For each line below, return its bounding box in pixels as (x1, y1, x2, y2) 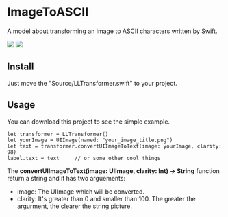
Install (7, 61, 34, 73)
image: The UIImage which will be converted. (16, 187, 145, 196)
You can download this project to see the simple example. (7, 117, 170, 126)
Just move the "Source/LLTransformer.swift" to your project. (7, 79, 178, 87)
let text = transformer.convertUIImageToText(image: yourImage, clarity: (7, 142, 223, 150)
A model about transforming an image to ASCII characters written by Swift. (7, 27, 218, 35)
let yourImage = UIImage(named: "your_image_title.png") (7, 137, 173, 144)
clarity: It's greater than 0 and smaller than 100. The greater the (16, 194, 197, 203)
